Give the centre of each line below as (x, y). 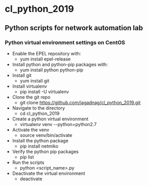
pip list (27, 157)
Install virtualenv (29, 86)
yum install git (35, 80)
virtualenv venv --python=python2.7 (58, 124)
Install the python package (40, 140)
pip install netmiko (39, 146)
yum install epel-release (45, 59)
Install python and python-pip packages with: (60, 64)
